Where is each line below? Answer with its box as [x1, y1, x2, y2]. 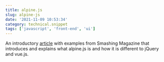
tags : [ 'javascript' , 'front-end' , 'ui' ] [5, 26, 96, 32]
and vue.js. [5, 51, 29, 57]
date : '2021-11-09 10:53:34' [5, 17, 68, 22]
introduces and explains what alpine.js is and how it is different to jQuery [5, 46, 159, 52]
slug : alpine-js [5, 12, 40, 17]
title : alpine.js [5, 7, 43, 13]
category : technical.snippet [5, 21, 68, 27]
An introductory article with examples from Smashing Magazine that [5, 40, 150, 46]
